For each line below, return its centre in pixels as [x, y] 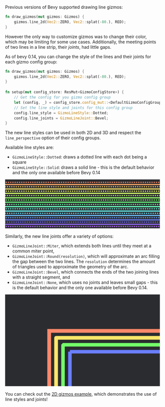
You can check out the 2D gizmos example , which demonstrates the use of [81, 394]
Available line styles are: [29, 148]
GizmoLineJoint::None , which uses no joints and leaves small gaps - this [85, 282]
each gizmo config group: [31, 62]
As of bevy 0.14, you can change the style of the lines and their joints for [78, 57]
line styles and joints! [27, 399]
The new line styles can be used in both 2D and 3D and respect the [73, 133]
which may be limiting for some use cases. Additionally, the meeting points [81, 42]
